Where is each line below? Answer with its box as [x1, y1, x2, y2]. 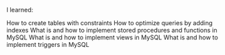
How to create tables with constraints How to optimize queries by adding [6, 19, 213, 26]
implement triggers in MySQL [6, 41, 90, 48]
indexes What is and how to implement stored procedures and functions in [6, 26, 217, 34]
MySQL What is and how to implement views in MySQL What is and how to [6, 33, 218, 41]
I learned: [6, 6, 34, 14]
